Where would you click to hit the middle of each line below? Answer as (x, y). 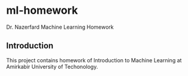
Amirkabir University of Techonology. (52, 66)
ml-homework (42, 10)
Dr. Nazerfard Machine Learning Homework (60, 27)
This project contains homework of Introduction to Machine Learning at (94, 60)
